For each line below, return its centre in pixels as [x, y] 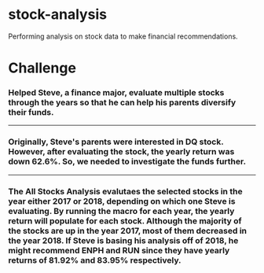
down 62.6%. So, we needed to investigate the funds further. [127, 161]
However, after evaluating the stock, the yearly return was [121, 152]
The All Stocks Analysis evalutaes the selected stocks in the [125, 191]
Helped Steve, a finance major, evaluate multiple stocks [116, 93]
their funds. [31, 113]
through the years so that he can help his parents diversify [122, 102]
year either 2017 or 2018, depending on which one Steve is [122, 201]
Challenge [42, 68]
